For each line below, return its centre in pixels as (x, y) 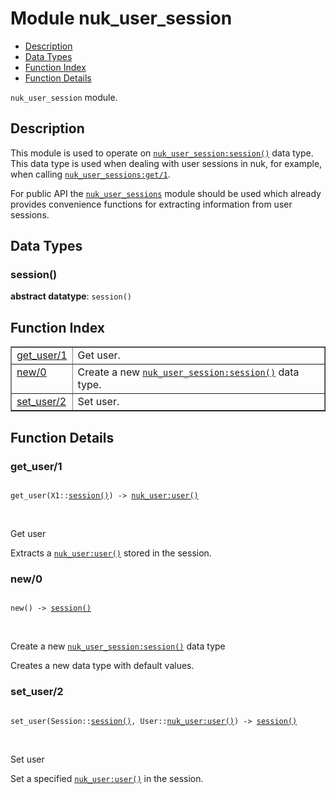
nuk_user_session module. (64, 97)
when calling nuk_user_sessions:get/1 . (90, 174)
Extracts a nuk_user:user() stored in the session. (111, 553)
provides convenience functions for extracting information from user (151, 204)
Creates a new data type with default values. (102, 666)
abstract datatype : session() (71, 296)
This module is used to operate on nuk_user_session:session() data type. (162, 153)
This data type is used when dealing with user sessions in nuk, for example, (166, 163)
